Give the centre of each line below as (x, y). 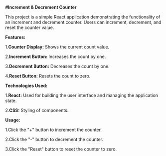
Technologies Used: (26, 85)
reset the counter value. (30, 27)
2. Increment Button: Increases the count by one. (56, 56)
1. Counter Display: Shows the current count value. (57, 47)
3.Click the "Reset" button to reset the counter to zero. (61, 149)
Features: (15, 37)
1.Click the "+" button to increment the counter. (54, 130)
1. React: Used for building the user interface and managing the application (82, 95)
